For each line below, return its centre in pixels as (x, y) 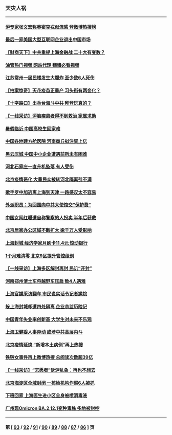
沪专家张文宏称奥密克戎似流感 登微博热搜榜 (51, 27)
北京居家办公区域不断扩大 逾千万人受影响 (49, 230)
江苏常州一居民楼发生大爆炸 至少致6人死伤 (50, 78)
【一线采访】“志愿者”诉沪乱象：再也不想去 (50, 370)
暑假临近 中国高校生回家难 (33, 128)
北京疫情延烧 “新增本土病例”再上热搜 (44, 345)
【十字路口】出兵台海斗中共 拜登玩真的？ (49, 103)
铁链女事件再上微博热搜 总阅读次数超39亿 (49, 357)
